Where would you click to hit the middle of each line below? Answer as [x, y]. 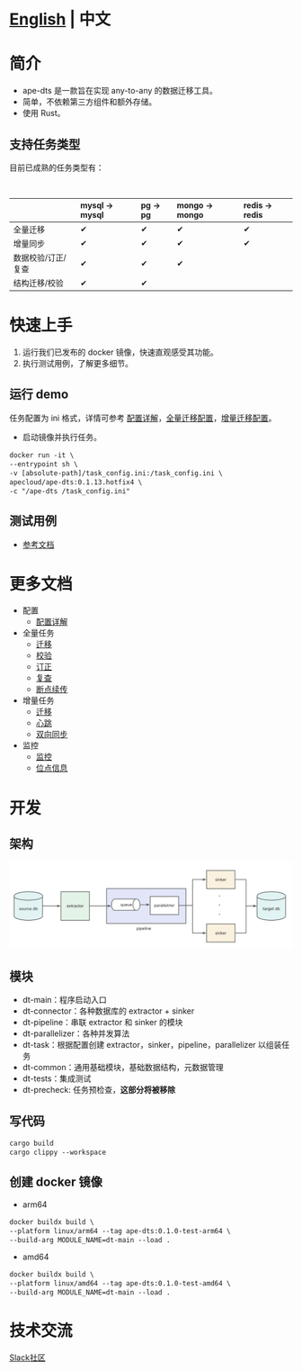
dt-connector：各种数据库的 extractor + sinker [108, 1011]
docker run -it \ [42, 455]
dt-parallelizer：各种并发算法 [76, 1033]
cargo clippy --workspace [58, 1153]
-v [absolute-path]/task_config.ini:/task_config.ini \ [116, 473]
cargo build [31, 1144]
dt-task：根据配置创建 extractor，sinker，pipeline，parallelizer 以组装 [152, 1045]
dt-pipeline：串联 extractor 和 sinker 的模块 [102, 1023]
